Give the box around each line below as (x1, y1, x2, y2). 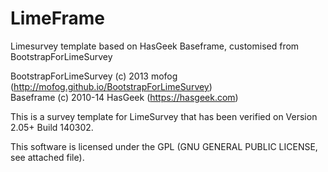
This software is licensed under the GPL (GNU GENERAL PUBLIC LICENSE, (10, 140, 318, 152)
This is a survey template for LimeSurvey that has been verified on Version (10, 110, 318, 122)
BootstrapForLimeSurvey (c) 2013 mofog (10, 70, 178, 82)
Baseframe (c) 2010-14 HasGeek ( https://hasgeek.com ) (10, 91, 239, 103)
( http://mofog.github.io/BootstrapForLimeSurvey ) (10, 80, 213, 92)
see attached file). (10, 151, 85, 163)
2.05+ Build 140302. (10, 121, 94, 133)
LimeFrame (10, 7, 106, 30)
